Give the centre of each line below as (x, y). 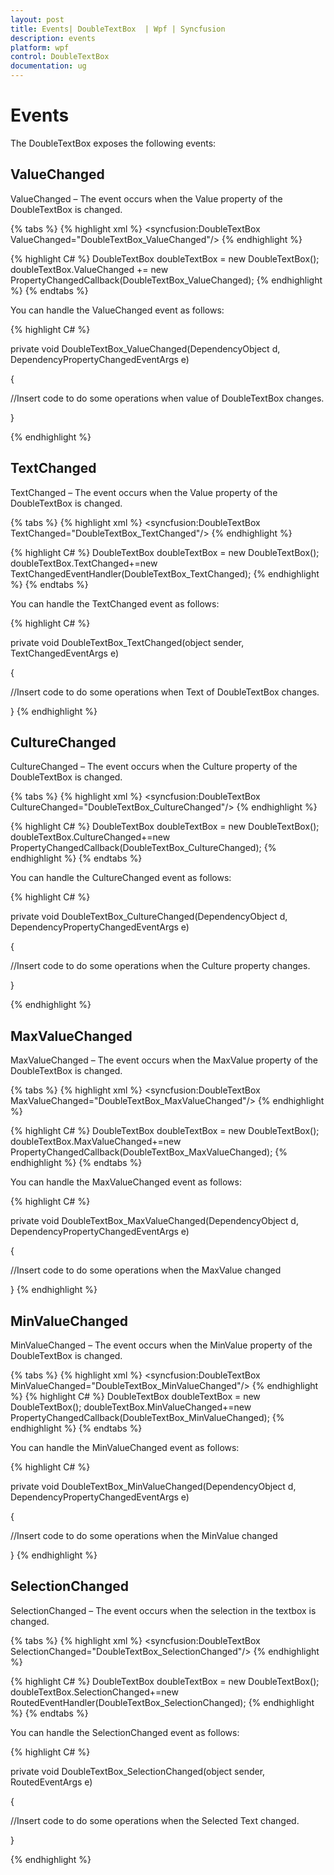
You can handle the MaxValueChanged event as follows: (126, 1182)
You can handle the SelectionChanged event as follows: (125, 1732)
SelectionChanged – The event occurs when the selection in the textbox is (163, 1610)
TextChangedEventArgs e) (64, 653)
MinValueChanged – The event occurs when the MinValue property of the (161, 1345)
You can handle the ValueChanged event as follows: (117, 310)
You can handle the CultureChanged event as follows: (121, 878)
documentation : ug (48, 66)
